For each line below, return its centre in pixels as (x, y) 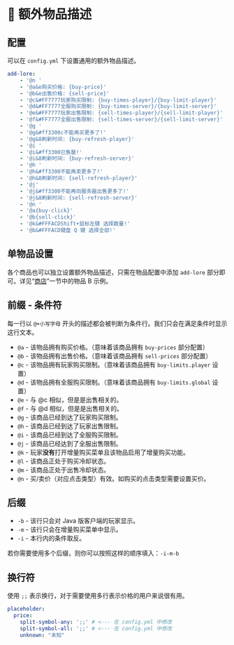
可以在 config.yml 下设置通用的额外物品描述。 (74, 61)
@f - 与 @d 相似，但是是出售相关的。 (70, 408)
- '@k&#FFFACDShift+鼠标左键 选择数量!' (75, 224)
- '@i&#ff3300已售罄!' (51, 152)
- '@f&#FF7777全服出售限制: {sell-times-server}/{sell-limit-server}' (122, 120)
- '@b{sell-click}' (48, 217)
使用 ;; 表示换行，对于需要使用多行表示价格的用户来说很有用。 (98, 596)
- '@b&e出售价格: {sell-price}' (65, 93)
